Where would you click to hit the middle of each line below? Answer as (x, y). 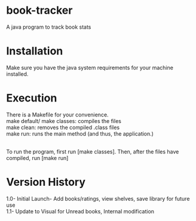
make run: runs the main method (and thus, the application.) (80, 133)
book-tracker (39, 10)
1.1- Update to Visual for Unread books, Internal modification (80, 211)
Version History (46, 182)
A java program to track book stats (49, 27)
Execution (32, 98)
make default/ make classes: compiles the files (64, 121)
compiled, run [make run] (37, 158)
